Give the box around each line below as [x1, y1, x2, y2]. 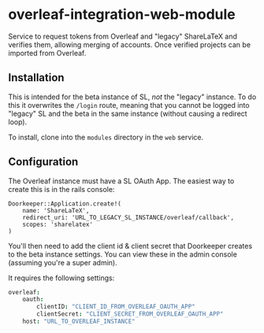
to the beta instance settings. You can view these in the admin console [8, 250, 238, 259]
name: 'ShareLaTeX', [22, 206, 90, 214]
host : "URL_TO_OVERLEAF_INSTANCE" [22, 317, 136, 326]
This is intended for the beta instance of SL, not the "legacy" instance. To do [8, 92, 257, 102]
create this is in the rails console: [8, 184, 115, 194]
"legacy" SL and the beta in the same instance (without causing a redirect [8, 109, 247, 118]
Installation [8, 71, 65, 84]
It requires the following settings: [8, 273, 115, 283]
